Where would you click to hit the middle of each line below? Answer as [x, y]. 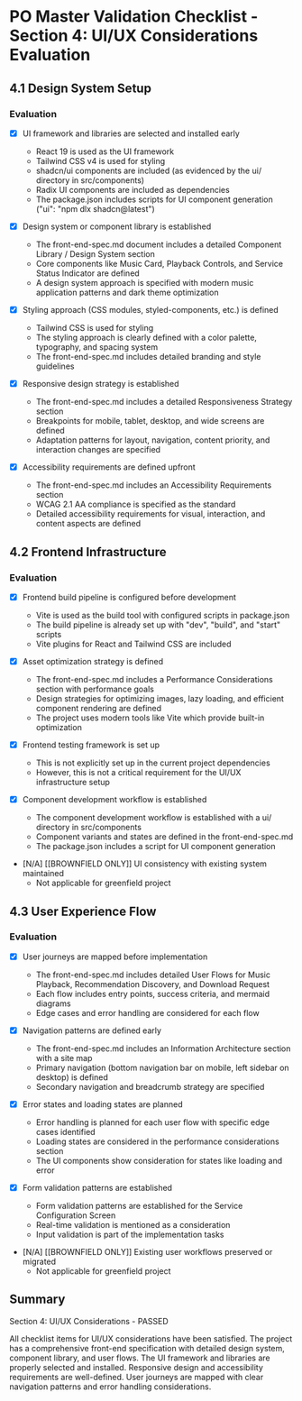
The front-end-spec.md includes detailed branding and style [148, 357]
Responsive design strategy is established [101, 384]
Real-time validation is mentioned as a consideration [133, 1225]
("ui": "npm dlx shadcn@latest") [95, 208]
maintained [43, 874]
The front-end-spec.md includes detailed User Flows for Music [153, 975]
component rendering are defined [99, 708]
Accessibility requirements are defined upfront [109, 467]
